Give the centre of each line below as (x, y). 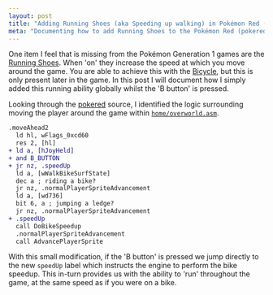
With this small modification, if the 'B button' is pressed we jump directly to (134, 257)
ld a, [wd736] (39, 196)
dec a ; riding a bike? (56, 181)
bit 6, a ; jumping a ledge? (65, 204)
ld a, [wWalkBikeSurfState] (63, 173)
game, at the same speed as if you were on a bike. (93, 283)
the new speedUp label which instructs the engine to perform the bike (123, 266)
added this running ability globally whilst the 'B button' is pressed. (119, 89)
